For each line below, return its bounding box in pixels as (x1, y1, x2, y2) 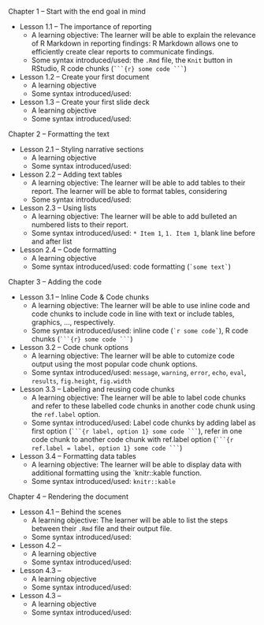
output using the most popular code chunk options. (31, 359, 199, 369)
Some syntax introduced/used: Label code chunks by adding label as (31, 418, 256, 427)
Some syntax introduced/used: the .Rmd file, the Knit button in (31, 55, 232, 65)
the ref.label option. (31, 410, 101, 419)
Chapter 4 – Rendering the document (8, 492, 128, 501)
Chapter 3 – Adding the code (8, 277, 102, 286)
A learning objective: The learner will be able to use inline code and (31, 301, 251, 310)
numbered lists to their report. (31, 220, 128, 229)
